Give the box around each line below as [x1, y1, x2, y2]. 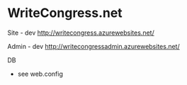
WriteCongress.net [7, 5, 123, 21]
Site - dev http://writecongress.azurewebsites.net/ [7, 28, 154, 37]
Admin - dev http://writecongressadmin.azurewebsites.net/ [7, 42, 180, 50]
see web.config [17, 69, 64, 78]
